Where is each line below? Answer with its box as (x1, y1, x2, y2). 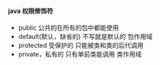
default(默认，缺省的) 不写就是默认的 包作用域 (18, 32, 153, 41)
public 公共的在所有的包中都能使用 (18, 23, 119, 32)
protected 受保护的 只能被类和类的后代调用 (18, 41, 144, 49)
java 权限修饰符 (8, 6, 54, 15)
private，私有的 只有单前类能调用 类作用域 (18, 50, 142, 59)
